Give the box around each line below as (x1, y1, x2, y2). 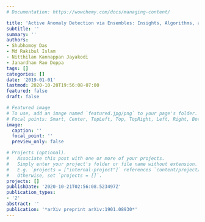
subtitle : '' (6, 26, 40, 32)
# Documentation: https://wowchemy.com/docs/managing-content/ (6, 9, 171, 15)
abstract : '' (6, 201, 40, 207)
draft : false (6, 94, 40, 100)
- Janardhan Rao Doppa (6, 59, 64, 66)
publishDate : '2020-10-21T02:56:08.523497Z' (6, 184, 121, 190)
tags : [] (6, 65, 29, 71)
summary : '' (6, 31, 37, 37)
